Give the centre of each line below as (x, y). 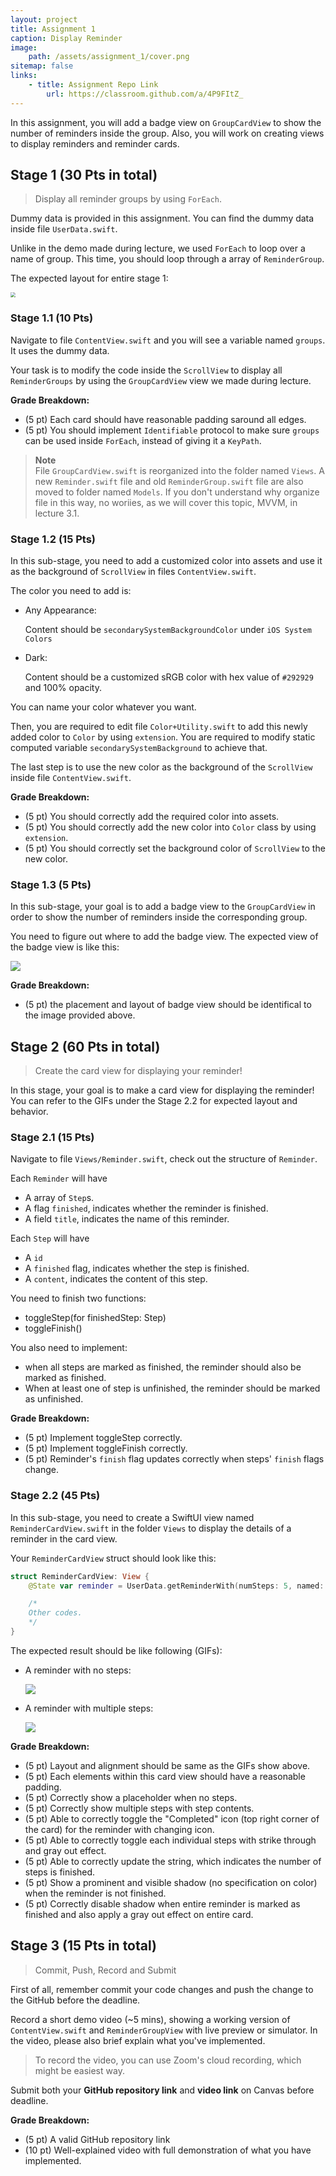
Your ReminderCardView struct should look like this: (113, 1558)
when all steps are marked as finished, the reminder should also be (163, 1367)
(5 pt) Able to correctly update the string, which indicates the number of (173, 1861)
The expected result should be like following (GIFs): (116, 1650)
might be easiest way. (79, 2070)
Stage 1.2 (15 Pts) (53, 539)
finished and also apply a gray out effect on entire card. (139, 1914)
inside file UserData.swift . (64, 229)
